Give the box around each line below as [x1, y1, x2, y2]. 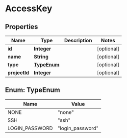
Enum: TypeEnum [5, 86, 60, 94]
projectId [7, 69, 29, 76]
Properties [5, 23, 38, 31]
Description [64, 37, 92, 44]
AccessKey [5, 3, 52, 14]
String [33, 54, 49, 60]
